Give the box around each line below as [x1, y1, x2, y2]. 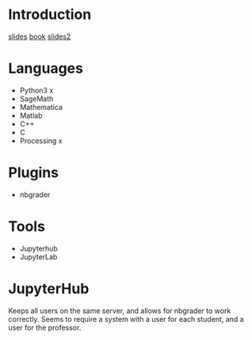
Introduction [8, 6, 92, 24]
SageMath [19, 93, 54, 104]
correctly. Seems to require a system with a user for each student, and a [8, 314, 244, 323]
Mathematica [19, 102, 63, 111]
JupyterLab [19, 251, 58, 262]
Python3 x [19, 85, 54, 95]
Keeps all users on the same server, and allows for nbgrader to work [8, 306, 231, 315]
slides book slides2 [8, 32, 71, 41]
